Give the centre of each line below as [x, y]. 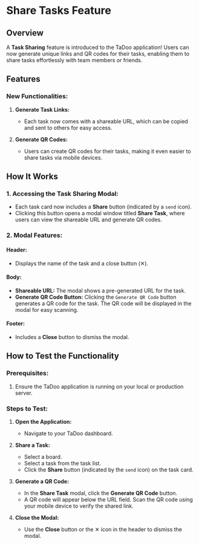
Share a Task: [32, 445]
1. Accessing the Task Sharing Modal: [63, 194]
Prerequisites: [28, 374]
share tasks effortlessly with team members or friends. [74, 60]
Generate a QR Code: [42, 481]
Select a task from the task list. [63, 463]
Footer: [16, 323]
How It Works [32, 177]
